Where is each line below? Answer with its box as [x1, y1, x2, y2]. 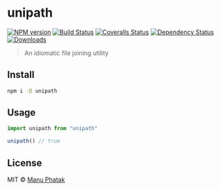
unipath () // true [7, 138, 60, 145]
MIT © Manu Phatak [7, 175, 65, 184]
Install [7, 69, 35, 81]
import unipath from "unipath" [7, 125, 98, 132]
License [7, 157, 42, 168]
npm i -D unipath [7, 87, 58, 95]
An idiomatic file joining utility [24, 49, 109, 57]
